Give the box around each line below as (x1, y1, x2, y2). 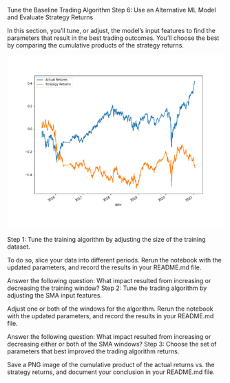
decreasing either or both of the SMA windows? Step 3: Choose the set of (7, 340, 217, 349)
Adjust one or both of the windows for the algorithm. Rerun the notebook (7, 304, 213, 313)
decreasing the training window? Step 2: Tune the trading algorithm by (7, 284, 207, 292)
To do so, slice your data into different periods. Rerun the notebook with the (7, 256, 222, 265)
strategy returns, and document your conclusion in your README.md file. (7, 368, 215, 376)
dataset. (7, 242, 31, 251)
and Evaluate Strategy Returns (7, 13, 94, 21)
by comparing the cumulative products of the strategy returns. (7, 41, 185, 49)
